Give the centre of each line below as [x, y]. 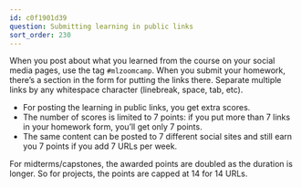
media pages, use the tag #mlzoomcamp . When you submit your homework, [147, 70]
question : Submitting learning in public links [102, 26]
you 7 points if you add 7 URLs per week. [100, 146]
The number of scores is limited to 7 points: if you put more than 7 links [156, 117]
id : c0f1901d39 [38, 18]
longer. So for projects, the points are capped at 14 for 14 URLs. [129, 173]
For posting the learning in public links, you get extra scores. [136, 108]
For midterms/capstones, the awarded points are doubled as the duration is [151, 164]
